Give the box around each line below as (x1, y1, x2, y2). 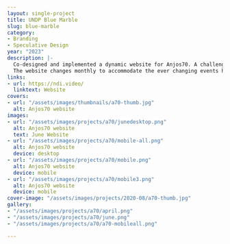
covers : (7, 93, 29, 100)
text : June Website (13, 131, 69, 138)
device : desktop (13, 150, 60, 158)
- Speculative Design (7, 42, 69, 49)
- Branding (7, 36, 38, 42)
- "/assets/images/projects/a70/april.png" (7, 208, 133, 215)
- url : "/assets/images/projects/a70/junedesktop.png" (7, 118, 167, 125)
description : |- (7, 55, 53, 62)
